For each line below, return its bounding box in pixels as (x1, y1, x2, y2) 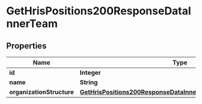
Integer (79, 69, 101, 77)
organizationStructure (9, 88, 74, 96)
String (79, 78, 98, 86)
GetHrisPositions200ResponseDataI (6, 4, 191, 18)
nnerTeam (6, 17, 58, 30)
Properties (6, 41, 47, 51)
